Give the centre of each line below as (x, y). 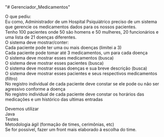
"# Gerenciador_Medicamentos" (37, 7)
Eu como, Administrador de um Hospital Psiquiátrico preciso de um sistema (81, 22)
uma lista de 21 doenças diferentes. (41, 37)
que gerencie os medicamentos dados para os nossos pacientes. (71, 27)
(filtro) (12, 78)
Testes (12, 119)
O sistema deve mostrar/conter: (37, 42)
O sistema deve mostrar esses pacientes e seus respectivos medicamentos (81, 73)
